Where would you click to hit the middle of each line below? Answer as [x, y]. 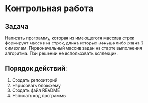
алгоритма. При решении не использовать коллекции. [61, 53]
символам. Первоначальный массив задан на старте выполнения [74, 48]
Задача [17, 26]
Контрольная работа [49, 8]
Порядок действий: [36, 68]
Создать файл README [36, 90]
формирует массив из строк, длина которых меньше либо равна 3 [74, 43]
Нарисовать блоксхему [36, 85]
